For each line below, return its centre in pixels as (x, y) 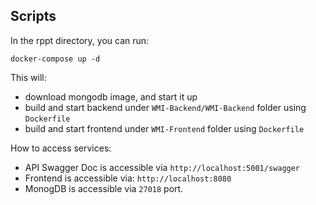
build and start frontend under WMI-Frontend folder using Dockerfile (164, 128)
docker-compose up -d (55, 59)
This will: (28, 77)
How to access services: (61, 148)
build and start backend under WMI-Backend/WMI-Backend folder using (165, 107)
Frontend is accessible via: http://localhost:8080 (128, 178)
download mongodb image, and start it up (111, 96)
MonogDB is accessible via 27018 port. (104, 188)
